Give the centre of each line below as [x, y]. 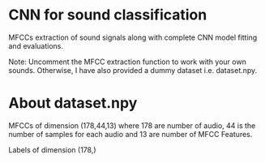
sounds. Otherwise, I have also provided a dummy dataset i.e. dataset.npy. [133, 70]
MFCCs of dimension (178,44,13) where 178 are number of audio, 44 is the [132, 125]
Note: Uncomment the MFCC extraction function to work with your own [128, 62]
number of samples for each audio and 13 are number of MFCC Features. [130, 134]
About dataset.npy [73, 103]
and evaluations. [36, 45]
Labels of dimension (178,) [52, 150]
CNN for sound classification [108, 15]
